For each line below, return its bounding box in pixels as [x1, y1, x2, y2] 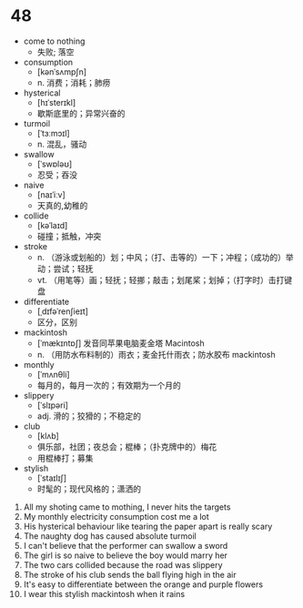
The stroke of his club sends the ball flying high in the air [23, 569, 237, 580]
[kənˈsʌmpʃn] [36, 66, 87, 77]
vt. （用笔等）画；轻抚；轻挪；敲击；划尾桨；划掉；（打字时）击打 [36, 274, 285, 285]
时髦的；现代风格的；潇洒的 [36, 483, 142, 494]
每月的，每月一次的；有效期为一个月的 [36, 380, 181, 390]
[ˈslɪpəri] [36, 400, 69, 410]
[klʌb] [36, 430, 60, 441]
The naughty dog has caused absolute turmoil [23, 530, 197, 542]
